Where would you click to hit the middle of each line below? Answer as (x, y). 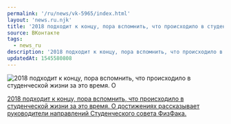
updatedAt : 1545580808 (40, 59)
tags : (15, 39)
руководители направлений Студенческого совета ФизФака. (97, 113)
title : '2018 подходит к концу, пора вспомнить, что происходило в (106, 26)
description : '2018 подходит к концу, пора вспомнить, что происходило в (115, 52)
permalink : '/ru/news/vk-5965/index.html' (69, 13)
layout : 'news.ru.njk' (40, 20)
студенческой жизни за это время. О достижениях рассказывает (103, 106)
